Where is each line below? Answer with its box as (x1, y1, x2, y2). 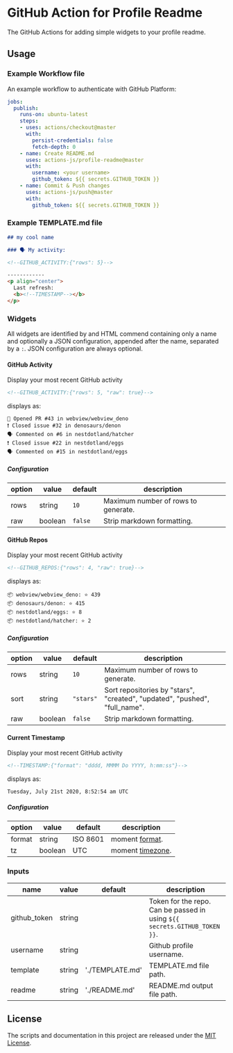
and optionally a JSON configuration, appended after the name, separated (7, 337, 219, 346)
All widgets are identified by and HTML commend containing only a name (7, 330, 217, 338)
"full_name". (103, 702, 144, 712)
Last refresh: (13, 284, 54, 291)
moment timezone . (110, 846, 172, 855)
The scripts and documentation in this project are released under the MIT (7, 1031, 216, 1040)
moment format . (110, 835, 164, 844)
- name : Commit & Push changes (19, 182, 110, 189)
